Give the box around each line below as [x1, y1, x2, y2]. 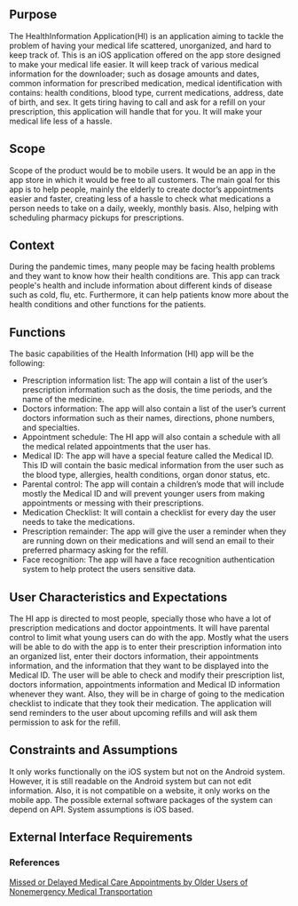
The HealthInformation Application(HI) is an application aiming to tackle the [9, 30, 284, 41]
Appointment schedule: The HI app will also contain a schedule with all [21, 432, 281, 442]
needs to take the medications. [21, 517, 136, 528]
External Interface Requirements [9, 830, 193, 845]
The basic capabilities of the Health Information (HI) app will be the [9, 348, 255, 359]
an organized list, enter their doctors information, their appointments [9, 651, 259, 662]
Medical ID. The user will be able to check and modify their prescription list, [9, 670, 286, 680]
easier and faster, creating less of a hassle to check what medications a [9, 193, 271, 203]
